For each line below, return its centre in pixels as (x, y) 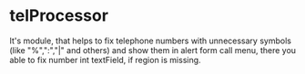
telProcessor (59, 16)
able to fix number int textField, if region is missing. (106, 60)
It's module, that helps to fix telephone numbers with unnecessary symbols (150, 41)
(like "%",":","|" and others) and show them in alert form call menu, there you (153, 50)
